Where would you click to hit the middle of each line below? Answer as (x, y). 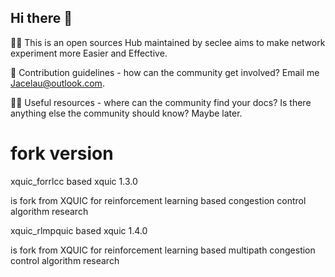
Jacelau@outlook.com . (57, 83)
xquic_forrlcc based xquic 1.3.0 (74, 181)
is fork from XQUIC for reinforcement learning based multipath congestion (163, 250)
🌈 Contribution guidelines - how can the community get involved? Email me (165, 72)
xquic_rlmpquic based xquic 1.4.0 (79, 230)
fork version (62, 153)
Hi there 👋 (41, 18)
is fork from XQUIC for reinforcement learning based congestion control (158, 200)
